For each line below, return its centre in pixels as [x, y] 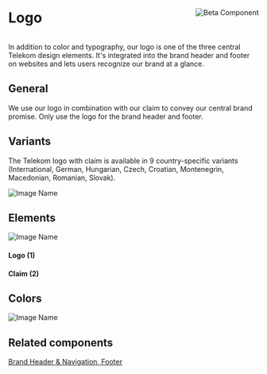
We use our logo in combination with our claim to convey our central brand [130, 107]
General [29, 89]
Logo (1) [22, 255]
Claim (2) [24, 273]
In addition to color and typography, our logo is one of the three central [124, 47]
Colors [25, 298]
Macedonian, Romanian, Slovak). [62, 177]
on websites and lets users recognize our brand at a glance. [106, 64]
